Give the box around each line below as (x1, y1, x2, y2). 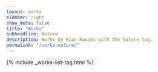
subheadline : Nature (6, 31, 59, 37)
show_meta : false (6, 20, 50, 26)
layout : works (6, 8, 42, 15)
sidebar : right (6, 14, 45, 20)
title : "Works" (6, 25, 45, 32)
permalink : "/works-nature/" (6, 43, 80, 49)
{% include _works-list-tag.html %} (6, 58, 94, 66)
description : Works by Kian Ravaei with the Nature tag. (6, 37, 153, 43)
